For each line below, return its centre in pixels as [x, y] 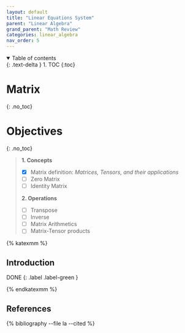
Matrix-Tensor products [60, 231]
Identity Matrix [49, 186]
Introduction [31, 263]
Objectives [35, 131]
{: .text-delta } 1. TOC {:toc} [41, 65]
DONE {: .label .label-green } [42, 278]
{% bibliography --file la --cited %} [51, 323]
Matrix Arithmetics [54, 224]
